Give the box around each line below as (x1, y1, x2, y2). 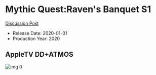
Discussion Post (5, 20, 39, 26)
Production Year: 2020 (12, 35, 60, 42)
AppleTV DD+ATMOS (5, 50, 73, 59)
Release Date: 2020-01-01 (12, 30, 67, 36)
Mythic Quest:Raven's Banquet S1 (5, 4, 151, 15)
